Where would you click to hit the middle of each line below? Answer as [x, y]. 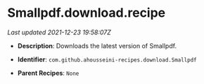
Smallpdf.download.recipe [87, 13]
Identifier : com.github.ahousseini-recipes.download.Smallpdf [107, 59]
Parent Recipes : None [48, 73]
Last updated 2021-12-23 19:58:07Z [59, 32]
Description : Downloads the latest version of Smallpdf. [97, 45]
